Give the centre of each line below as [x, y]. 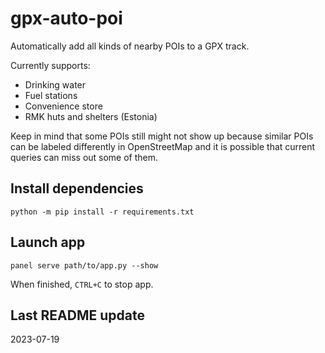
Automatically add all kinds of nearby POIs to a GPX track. [130, 46]
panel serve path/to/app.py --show [84, 265]
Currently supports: [50, 65]
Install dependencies [77, 188]
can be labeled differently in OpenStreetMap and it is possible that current [163, 146]
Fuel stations [51, 95]
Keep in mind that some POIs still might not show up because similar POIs [162, 136]
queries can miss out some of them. [84, 157]
